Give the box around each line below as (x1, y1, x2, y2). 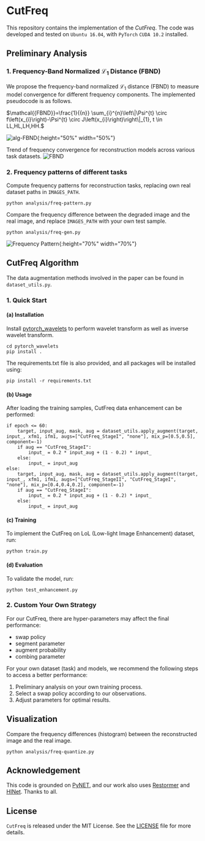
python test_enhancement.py (6, 587, 78, 593)
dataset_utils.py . (6, 281, 52, 288)
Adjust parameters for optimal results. (15, 696, 111, 703)
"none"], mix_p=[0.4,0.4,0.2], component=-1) (6, 482, 124, 488)
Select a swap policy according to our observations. (15, 689, 147, 697)
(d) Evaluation (6, 561, 43, 568)
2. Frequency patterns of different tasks (6, 168, 127, 176)
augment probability (15, 646, 66, 654)
